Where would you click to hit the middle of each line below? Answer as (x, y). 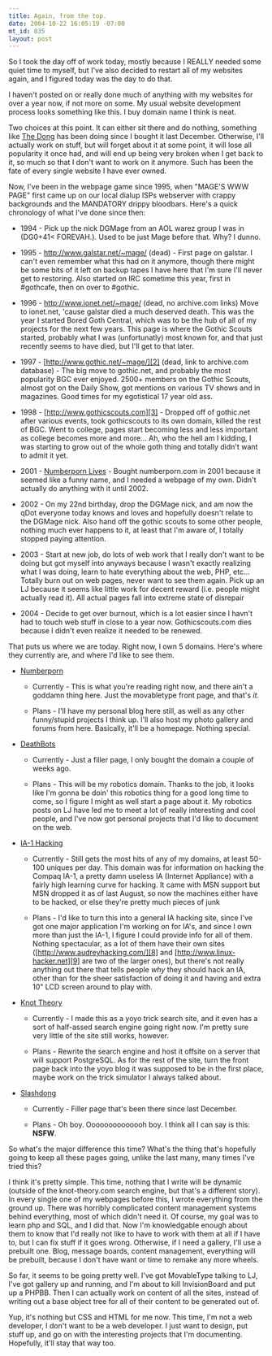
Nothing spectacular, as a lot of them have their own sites (128, 944)
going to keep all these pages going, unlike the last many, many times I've (132, 1158)
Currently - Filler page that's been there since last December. (135, 1109)
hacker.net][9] (56, 961)
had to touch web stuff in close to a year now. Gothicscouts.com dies (136, 622)
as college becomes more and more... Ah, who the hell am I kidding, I (136, 438)
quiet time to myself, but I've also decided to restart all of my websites (126, 71)
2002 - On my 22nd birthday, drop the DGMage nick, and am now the (136, 504)
